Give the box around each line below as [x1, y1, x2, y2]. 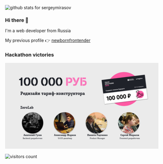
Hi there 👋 [5, 16, 29, 23]
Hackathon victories [5, 51, 54, 58]
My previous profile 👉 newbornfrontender [5, 37, 91, 43]
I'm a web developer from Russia [5, 28, 71, 33]
